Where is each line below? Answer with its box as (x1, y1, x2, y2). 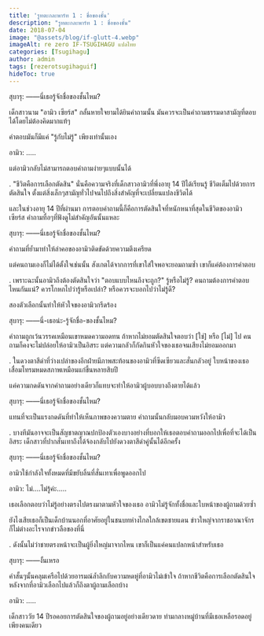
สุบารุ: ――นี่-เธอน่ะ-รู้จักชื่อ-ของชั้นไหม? (9, 315, 117, 325)
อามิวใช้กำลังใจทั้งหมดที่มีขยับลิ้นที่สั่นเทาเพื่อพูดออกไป (9, 468, 146, 477)
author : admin (9, 56, 56, 64)
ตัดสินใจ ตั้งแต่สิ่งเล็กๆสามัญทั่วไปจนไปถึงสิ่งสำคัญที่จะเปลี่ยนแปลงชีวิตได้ (9, 188, 193, 197)
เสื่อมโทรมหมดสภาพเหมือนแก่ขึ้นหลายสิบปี (9, 365, 119, 374)
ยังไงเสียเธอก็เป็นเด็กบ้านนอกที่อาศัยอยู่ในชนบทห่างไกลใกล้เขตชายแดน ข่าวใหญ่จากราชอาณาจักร (9, 515, 255, 524)
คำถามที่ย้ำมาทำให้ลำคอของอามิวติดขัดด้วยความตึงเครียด (9, 244, 152, 253)
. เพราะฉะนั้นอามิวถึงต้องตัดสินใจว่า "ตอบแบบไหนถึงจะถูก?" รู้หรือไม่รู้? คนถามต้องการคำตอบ (9, 275, 250, 285)
